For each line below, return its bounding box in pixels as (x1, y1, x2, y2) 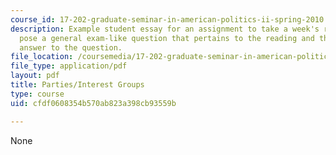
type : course (10, 89, 65, 99)
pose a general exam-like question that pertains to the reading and (19, 33, 315, 43)
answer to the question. (19, 42, 123, 53)
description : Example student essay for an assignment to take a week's (10, 24, 320, 34)
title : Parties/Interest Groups (10, 80, 145, 90)
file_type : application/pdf (10, 61, 128, 71)
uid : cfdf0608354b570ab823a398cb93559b (10, 98, 177, 108)
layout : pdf (10, 71, 60, 81)
